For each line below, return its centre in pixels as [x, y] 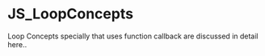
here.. [17, 44]
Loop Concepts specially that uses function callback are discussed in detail [133, 36]
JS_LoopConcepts [71, 14]
